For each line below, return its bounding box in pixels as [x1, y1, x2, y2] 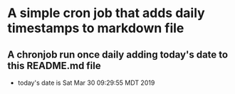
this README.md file [7, 59, 101, 72]
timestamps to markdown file [7, 20, 184, 36]
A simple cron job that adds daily [7, 5, 205, 21]
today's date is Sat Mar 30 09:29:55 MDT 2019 [17, 78, 155, 87]
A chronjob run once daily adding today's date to [7, 48, 229, 61]
